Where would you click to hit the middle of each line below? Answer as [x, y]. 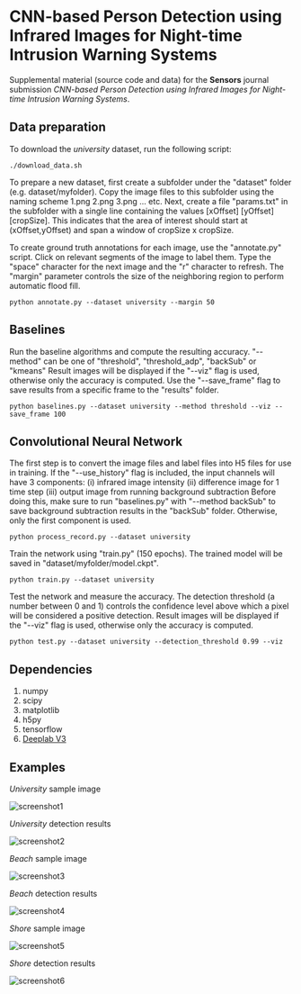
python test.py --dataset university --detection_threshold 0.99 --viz [146, 642]
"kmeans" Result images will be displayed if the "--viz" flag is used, [134, 370]
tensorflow [42, 729]
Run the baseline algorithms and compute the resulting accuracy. [130, 351]
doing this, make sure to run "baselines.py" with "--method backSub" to [143, 502]
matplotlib [41, 710]
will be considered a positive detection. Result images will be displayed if [144, 616]
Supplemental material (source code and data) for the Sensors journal [139, 79]
